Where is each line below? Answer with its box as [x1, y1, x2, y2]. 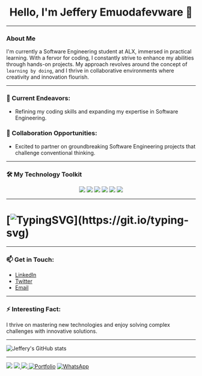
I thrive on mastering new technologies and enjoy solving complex [6, 321, 170, 328]
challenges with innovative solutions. [6, 327, 97, 335]
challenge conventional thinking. [14, 149, 96, 156]
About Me [6, 34, 36, 43]
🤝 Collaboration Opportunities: [6, 129, 97, 138]
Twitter [14, 277, 33, 285]
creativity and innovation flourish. [6, 73, 89, 80]
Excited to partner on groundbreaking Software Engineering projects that [14, 142, 196, 150]
